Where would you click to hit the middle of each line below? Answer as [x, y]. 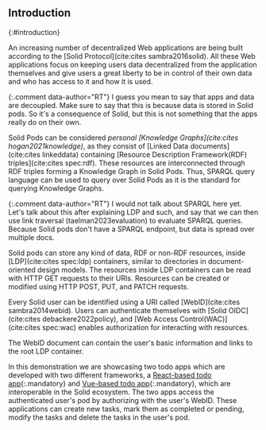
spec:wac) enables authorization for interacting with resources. [146, 327]
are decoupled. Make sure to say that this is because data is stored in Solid [131, 105]
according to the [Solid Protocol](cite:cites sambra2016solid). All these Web [132, 56]
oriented [22, 269]
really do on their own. [45, 122]
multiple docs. [31, 237]
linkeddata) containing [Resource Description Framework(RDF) [145, 154]
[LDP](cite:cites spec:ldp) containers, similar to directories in [107, 261]
